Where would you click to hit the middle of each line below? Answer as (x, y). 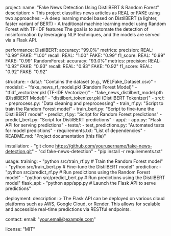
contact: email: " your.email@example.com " (51, 219)
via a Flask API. (21, 40)
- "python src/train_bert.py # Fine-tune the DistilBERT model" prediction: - (83, 167)
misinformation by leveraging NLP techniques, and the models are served (82, 35)
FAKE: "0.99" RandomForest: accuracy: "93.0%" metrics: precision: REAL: (83, 61)
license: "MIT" (20, 229)
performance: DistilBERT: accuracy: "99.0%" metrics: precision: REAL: (79, 50)
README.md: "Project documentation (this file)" (56, 136)
